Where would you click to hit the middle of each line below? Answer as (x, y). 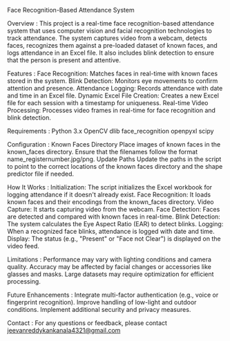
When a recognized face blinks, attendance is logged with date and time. (111, 231)
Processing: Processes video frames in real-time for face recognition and (112, 110)
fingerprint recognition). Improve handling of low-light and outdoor (102, 302)
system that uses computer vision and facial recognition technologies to (109, 31)
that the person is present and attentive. (64, 60)
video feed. (23, 246)
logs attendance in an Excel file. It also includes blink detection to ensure (111, 53)
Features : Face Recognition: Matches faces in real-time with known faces (113, 73)
